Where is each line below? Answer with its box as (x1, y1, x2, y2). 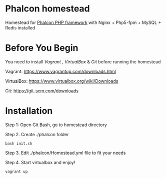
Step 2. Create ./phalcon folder (5, 131, 69, 137)
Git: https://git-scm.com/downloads (5, 88, 79, 94)
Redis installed (5, 24, 35, 30)
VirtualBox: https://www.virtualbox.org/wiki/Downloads (5, 78, 118, 84)
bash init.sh (5, 141, 32, 146)
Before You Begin (5, 42, 78, 54)
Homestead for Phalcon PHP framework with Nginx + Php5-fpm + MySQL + (5, 19, 161, 25)
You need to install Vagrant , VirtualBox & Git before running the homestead (5, 58, 161, 65)
